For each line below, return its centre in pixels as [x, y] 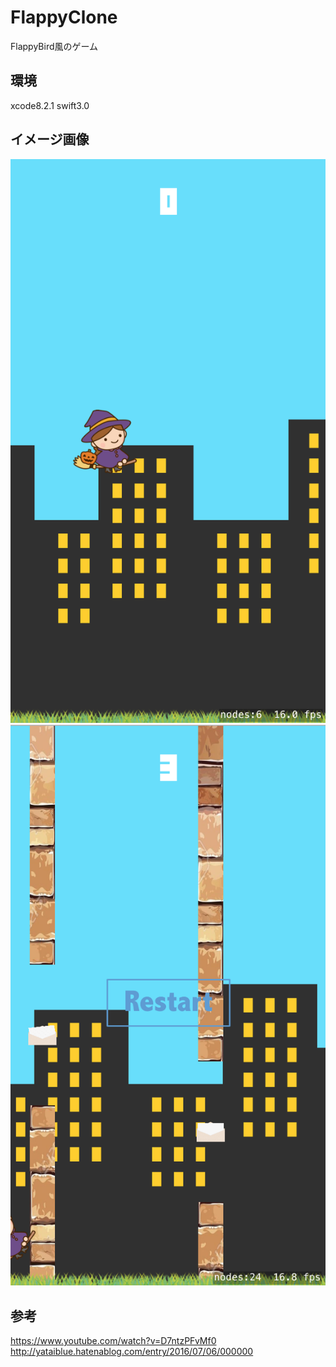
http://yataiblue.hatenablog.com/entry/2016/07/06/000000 [132, 1352]
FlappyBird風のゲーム [54, 46]
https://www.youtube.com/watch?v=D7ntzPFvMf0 [113, 1341]
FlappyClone [64, 17]
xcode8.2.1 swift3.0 [50, 105]
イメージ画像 [50, 139]
